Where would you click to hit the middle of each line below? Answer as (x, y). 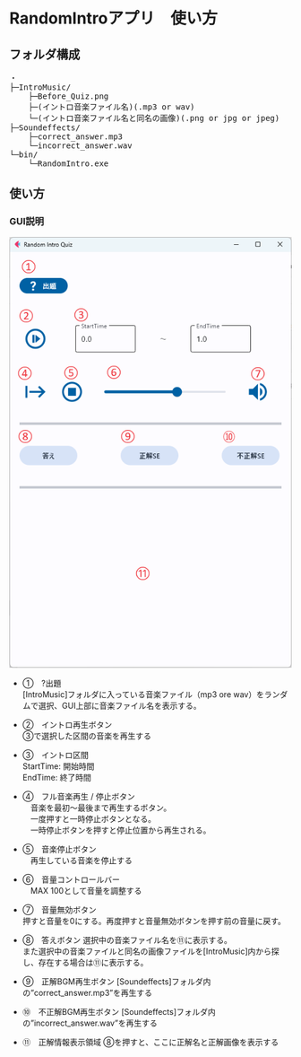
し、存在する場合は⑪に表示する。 (85, 962)
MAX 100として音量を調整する (86, 890)
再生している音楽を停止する (81, 860)
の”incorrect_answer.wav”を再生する (90, 1023)
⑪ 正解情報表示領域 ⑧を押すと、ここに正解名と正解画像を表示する (150, 1042)
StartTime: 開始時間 (58, 766)
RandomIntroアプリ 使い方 (113, 18)
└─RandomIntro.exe (69, 164)
